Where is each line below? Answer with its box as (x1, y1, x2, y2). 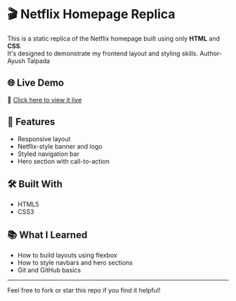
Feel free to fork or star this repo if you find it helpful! (7, 286, 161, 295)
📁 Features (7, 116, 55, 128)
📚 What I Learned (7, 229, 88, 241)
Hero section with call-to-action (17, 156, 110, 166)
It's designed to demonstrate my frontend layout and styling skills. (7, 49, 199, 58)
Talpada (27, 56, 51, 65)
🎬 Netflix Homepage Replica (7, 6, 176, 22)
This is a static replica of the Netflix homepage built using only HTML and (7, 34, 220, 43)
